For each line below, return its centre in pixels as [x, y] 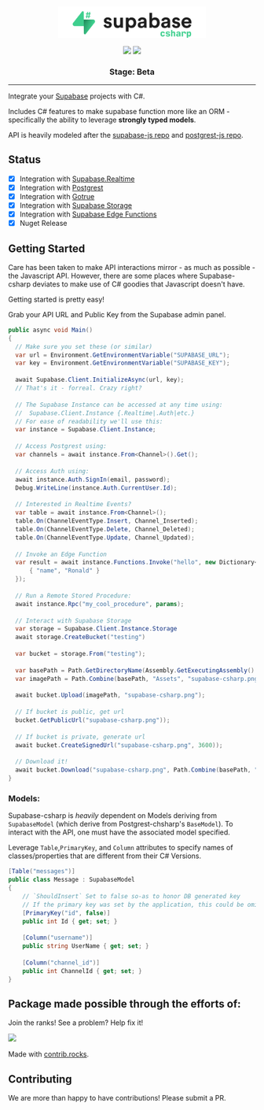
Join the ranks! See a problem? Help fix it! [76, 1023]
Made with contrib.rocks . [49, 1054]
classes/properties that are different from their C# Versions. [105, 856]
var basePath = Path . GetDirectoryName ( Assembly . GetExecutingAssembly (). [137, 670]
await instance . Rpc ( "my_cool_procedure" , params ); [100, 604]
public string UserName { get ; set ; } [86, 946]
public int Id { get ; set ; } [70, 921]
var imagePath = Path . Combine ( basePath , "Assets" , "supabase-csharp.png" [138, 679]
